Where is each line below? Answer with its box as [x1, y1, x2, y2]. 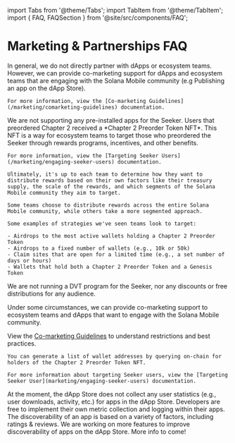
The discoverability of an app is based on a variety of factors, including [7, 412, 214, 420]
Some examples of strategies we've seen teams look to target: [7, 220, 197, 227]
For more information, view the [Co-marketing [7, 97, 146, 104]
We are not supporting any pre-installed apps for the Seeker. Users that [7, 116, 215, 124]
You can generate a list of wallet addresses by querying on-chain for [7, 353, 222, 360]
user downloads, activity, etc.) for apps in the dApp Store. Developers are [7, 397, 220, 406]
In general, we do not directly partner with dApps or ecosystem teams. [7, 61, 212, 70]
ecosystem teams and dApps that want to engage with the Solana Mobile [7, 310, 220, 319]
